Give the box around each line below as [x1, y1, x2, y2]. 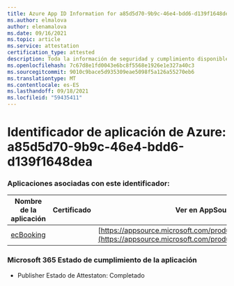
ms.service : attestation [7, 42, 79, 49]
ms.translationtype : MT [7, 74, 77, 82]
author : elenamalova [7, 23, 68, 30]
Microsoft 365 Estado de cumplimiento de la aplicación [7, 255, 197, 265]
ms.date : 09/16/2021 [7, 29, 68, 37]
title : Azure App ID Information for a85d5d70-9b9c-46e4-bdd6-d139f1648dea [7, 10, 232, 17]
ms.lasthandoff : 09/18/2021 [7, 88, 89, 95]
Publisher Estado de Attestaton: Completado [17, 271, 145, 279]
